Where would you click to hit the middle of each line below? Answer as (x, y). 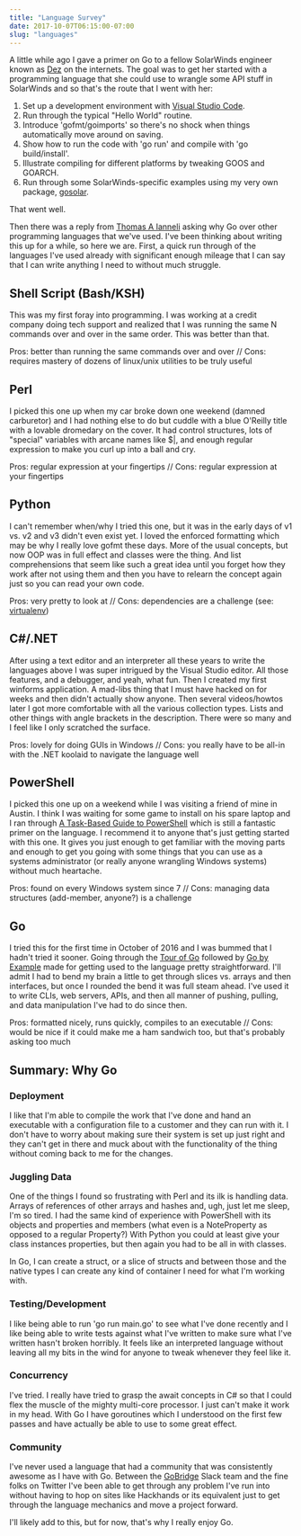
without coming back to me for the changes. (91, 1153)
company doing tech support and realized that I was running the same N (143, 325)
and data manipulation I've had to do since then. (98, 1005)
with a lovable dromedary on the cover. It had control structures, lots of (141, 430)
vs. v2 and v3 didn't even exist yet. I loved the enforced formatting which (145, 535)
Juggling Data (40, 1176)
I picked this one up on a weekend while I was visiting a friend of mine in (143, 804)
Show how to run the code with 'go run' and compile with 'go (135, 144)
